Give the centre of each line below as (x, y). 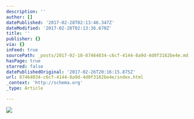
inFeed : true (22, 50)
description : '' (26, 11)
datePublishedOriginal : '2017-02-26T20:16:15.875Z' (71, 72)
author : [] (19, 17)
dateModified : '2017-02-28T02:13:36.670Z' (59, 28)
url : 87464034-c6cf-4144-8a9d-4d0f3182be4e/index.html (75, 77)
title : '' (18, 34)
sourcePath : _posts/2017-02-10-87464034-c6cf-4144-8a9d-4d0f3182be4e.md (97, 55)
